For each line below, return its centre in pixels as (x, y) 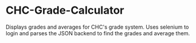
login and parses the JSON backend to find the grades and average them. (98, 33)
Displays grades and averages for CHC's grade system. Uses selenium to (97, 27)
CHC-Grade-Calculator (65, 10)
